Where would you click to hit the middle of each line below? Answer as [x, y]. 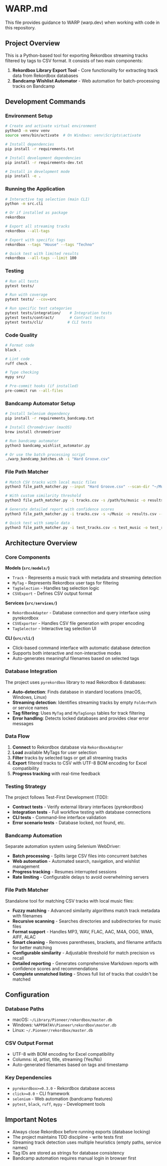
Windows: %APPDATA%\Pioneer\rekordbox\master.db [64, 1025]
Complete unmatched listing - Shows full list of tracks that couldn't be [85, 974]
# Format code [20, 345]
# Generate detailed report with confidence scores [60, 509]
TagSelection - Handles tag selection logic [56, 588]
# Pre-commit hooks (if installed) [42, 386]
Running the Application [35, 189]
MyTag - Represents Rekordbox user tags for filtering [66, 583]
